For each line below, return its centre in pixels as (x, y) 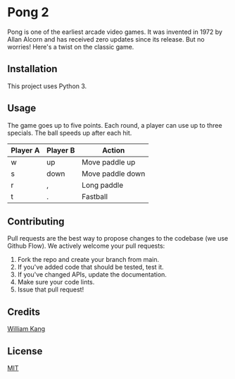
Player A (25, 150)
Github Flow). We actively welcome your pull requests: (86, 246)
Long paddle (103, 185)
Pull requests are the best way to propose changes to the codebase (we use (118, 239)
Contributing (36, 221)
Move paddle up (109, 162)
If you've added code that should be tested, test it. (90, 267)
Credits (24, 312)
